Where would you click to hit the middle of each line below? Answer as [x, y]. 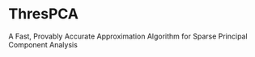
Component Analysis [43, 44]
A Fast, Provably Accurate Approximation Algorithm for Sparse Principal [128, 36]
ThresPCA [44, 14]
